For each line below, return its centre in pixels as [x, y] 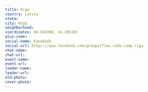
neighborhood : [20, 28]
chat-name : [16, 50]
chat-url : [15, 55]
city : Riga [16, 23]
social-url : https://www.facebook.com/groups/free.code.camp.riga [74, 46]
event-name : [17, 59]
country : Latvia [22, 14]
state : [12, 18]
